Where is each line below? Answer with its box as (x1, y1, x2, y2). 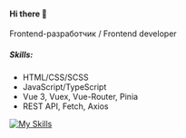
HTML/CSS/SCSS (22, 72, 89, 83)
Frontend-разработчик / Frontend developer (9, 28, 177, 39)
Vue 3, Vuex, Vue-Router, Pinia (22, 92, 139, 103)
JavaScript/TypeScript (22, 82, 107, 93)
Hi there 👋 (9, 8, 47, 19)
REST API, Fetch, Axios (22, 101, 109, 112)
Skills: (9, 49, 34, 60)
